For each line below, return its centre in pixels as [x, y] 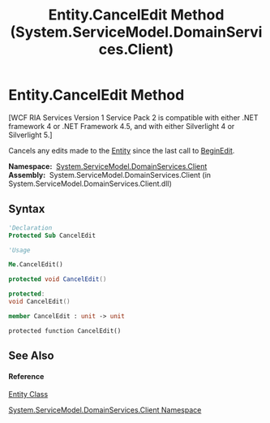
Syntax [27, 209]
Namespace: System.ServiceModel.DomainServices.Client [108, 166]
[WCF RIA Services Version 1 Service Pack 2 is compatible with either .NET [133, 117]
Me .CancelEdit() [36, 265]
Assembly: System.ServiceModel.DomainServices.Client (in [110, 175]
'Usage [19, 250]
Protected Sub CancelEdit [52, 235]
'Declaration [30, 228]
